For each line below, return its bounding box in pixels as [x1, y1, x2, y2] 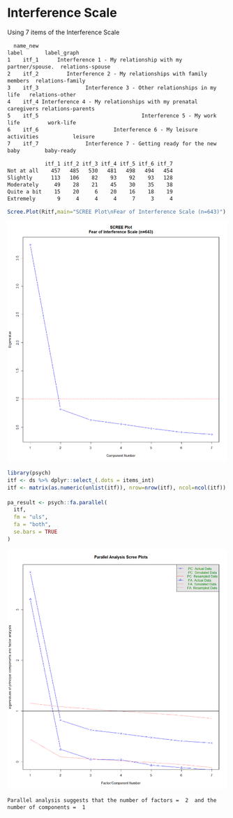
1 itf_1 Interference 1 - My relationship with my [7, 56, 183, 64]
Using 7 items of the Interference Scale [7, 28, 120, 36]
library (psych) [7, 469, 52, 476]
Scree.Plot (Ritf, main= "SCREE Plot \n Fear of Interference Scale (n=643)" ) [7, 208, 227, 215]
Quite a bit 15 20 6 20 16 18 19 [7, 188, 173, 195]
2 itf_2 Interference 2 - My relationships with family [7, 70, 208, 78]
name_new [13, 42, 39, 50]
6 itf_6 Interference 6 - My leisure [7, 126, 198, 133]
